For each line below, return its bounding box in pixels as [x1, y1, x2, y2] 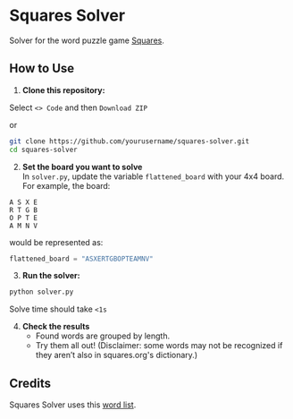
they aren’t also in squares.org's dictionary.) [35, 350, 198, 361]
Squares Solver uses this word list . [9, 399, 137, 410]
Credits [9, 375, 52, 390]
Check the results [21, 321, 90, 332]
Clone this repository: [21, 84, 105, 95]
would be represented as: [9, 236, 104, 247]
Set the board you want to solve [21, 161, 143, 172]
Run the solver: [21, 270, 80, 281]
